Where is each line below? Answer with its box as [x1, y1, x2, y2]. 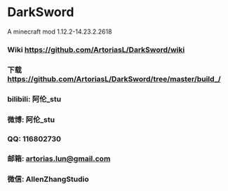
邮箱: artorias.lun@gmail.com [7, 154, 111, 164]
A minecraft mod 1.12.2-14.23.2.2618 [7, 27, 112, 36]
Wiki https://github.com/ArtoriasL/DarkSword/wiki [7, 45, 185, 55]
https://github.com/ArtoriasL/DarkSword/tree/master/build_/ [7, 74, 221, 84]
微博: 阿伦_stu [7, 115, 55, 125]
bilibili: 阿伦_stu [7, 94, 62, 104]
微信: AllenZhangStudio [7, 174, 89, 184]
